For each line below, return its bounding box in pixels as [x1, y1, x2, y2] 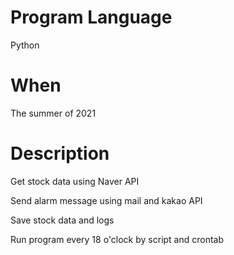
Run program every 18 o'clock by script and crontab [10, 233, 225, 245]
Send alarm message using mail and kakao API [10, 194, 203, 206]
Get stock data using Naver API [10, 175, 140, 187]
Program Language [10, 6, 173, 29]
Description [10, 142, 110, 165]
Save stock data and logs [10, 214, 115, 226]
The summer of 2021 [10, 107, 97, 119]
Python [10, 39, 40, 51]
